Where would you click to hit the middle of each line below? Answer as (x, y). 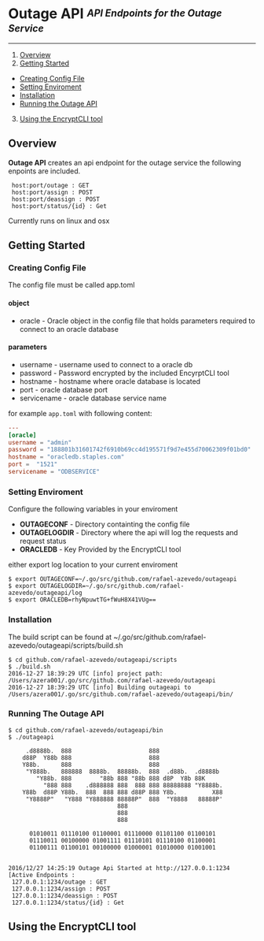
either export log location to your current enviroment (93, 565)
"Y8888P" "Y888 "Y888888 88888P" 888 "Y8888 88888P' (124, 799)
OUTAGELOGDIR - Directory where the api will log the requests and (128, 533)
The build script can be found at (60, 637)
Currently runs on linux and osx (59, 221)
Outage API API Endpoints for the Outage (115, 14)
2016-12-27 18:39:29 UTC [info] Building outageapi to (100, 687)
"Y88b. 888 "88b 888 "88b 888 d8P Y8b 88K (121, 778)
